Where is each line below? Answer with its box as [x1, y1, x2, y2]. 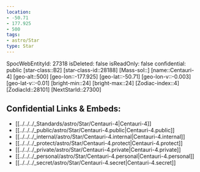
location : [6, 9, 32, 15]
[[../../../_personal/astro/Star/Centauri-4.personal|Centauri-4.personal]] [15, 152, 194, 160]
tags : [6, 32, 20, 38]
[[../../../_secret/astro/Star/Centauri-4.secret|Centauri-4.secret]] [15, 159, 176, 166]
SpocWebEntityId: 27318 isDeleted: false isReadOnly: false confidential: [6, 59, 187, 67]
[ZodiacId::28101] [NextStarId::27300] [6, 86, 102, 93]
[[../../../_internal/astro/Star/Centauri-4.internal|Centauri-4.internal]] [15, 133, 185, 140]
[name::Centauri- [150, 66, 194, 73]
